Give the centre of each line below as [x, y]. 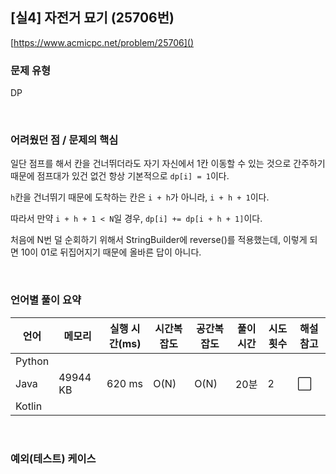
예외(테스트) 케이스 [53, 458]
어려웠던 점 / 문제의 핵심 [64, 140]
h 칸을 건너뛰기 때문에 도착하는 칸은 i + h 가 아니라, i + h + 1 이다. [140, 197]
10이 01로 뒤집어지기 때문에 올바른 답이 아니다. [111, 252]
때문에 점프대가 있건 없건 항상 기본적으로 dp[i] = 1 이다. [120, 176]
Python [32, 361]
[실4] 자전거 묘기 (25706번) [92, 18]
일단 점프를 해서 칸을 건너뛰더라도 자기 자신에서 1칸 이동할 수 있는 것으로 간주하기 [168, 164]
